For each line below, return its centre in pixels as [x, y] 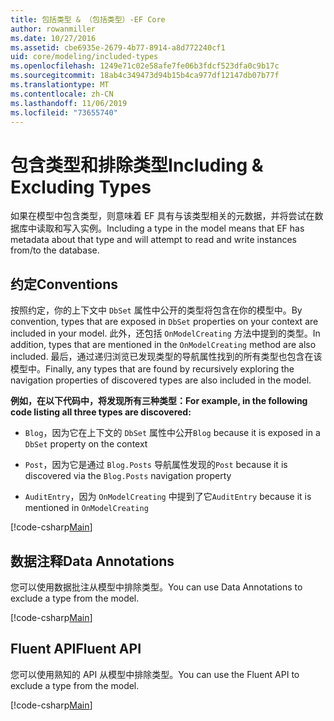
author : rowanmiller [53, 29]
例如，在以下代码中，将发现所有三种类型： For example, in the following [159, 401]
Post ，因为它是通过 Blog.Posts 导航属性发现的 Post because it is [156, 465]
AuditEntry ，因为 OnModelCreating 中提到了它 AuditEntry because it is [168, 497]
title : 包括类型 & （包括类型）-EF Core [88, 19]
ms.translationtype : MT [60, 85]
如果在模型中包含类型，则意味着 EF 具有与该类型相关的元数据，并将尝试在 [162, 216]
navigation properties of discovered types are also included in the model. [161, 380]
